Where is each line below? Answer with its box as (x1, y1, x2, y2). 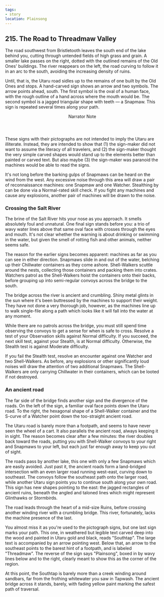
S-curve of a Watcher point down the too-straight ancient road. (5, 413, 133, 419)
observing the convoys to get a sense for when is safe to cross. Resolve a (5, 328, 154, 334)
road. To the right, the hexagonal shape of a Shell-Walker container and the (5, 408, 157, 414)
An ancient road (5, 386, 44, 393)
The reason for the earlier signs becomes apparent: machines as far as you (5, 252, 157, 257)
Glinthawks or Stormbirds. (5, 495, 58, 501)
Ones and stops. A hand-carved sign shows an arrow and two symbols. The (5, 83, 158, 89)
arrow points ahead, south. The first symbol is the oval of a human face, (5, 88, 150, 94)
